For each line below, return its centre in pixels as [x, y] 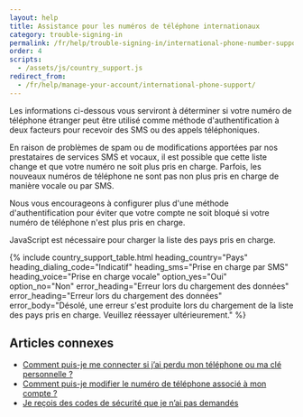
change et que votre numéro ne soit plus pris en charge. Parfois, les [135, 166]
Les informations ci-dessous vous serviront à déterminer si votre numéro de [151, 110]
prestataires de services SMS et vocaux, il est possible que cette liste [138, 157]
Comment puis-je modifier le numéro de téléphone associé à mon [144, 384]
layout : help [34, 18]
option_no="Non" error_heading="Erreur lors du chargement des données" [149, 286]
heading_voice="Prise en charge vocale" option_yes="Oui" [118, 276]
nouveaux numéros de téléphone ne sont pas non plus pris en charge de [144, 176]
